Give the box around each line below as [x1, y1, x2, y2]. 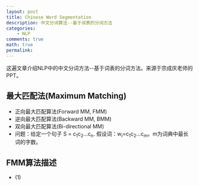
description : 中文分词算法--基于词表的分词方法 [6, 20, 113, 26]
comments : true [6, 36, 44, 42]
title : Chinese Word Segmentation [6, 14, 92, 20]
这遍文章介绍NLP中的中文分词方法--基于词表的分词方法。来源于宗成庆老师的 [6, 64, 193, 71]
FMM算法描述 [6, 157, 57, 168]
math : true [6, 42, 33, 48]
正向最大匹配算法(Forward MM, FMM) [14, 108, 108, 115]
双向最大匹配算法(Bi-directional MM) [14, 122, 105, 130]
